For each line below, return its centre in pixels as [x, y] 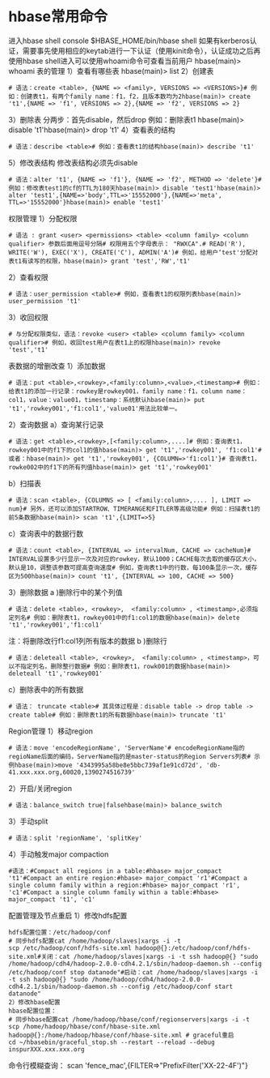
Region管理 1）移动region [51, 731]
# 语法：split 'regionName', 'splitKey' [76, 838]
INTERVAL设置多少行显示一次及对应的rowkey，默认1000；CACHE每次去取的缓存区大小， [134, 559]
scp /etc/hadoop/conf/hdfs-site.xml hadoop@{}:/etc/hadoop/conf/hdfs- [130, 948]
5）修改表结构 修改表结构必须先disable [73, 162]
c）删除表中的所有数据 [46, 689]
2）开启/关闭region [40, 788]
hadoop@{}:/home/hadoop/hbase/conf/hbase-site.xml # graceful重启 [121, 1035]
